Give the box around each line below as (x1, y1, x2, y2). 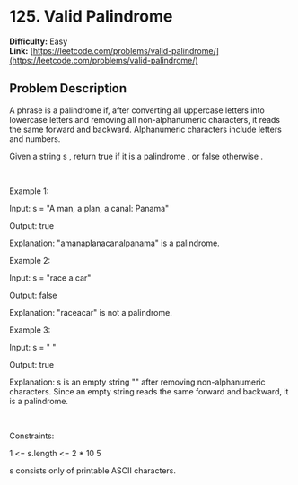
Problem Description (9, 81, 127, 96)
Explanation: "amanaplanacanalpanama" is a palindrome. (9, 238, 220, 248)
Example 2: (9, 255, 51, 265)
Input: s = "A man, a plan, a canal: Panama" (9, 203, 170, 213)
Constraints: (9, 430, 55, 441)
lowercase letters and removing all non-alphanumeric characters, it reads (9, 114, 281, 125)
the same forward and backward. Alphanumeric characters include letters (9, 124, 283, 134)
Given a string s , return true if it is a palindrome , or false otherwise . (9, 151, 263, 161)
